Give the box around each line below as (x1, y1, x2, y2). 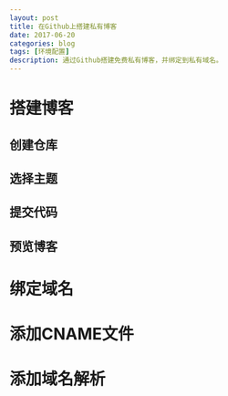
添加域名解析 (9, 369, 107, 390)
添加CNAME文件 (9, 324, 135, 345)
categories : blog (9, 38, 76, 48)
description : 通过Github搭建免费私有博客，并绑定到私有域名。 (9, 56, 223, 65)
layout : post (9, 13, 59, 23)
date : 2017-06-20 (9, 30, 76, 39)
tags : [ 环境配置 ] (9, 47, 70, 57)
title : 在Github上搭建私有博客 (9, 22, 118, 31)
